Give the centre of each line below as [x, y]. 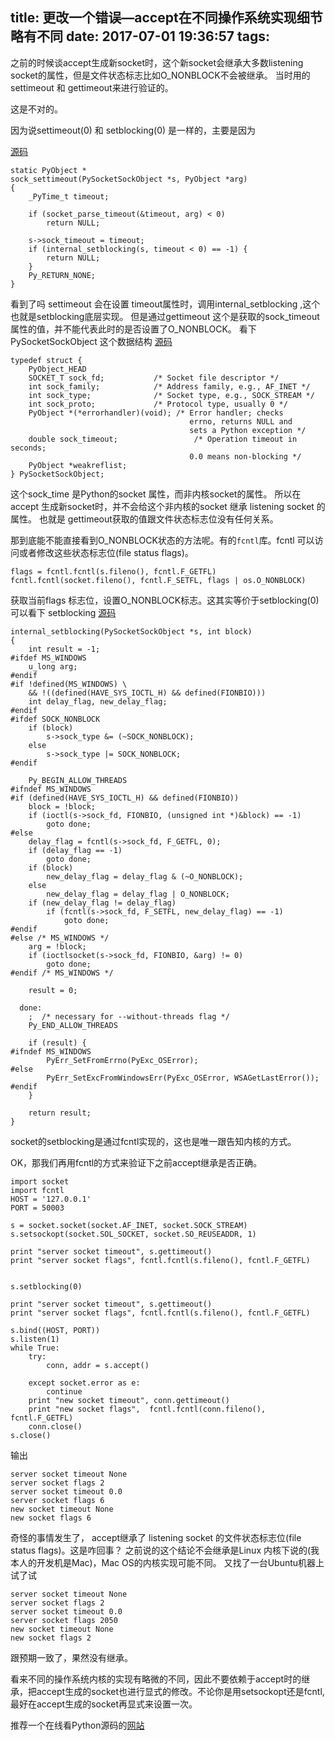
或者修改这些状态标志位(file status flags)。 [106, 552]
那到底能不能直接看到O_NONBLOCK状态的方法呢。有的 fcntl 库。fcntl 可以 [162, 540]
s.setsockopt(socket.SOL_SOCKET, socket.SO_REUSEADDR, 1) [133, 1234]
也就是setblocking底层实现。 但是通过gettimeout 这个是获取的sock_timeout [165, 316]
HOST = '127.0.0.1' [51, 1199]
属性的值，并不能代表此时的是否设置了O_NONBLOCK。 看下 [133, 329]
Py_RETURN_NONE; [62, 275]
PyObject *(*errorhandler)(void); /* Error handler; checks [156, 413]
